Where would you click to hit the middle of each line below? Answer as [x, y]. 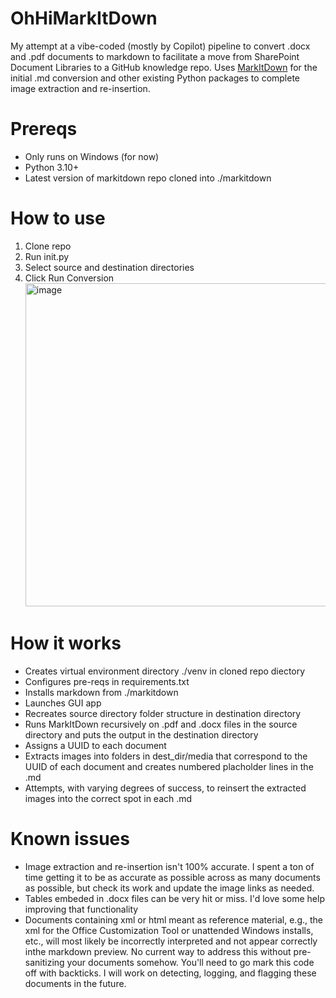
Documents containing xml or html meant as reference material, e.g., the [174, 919]
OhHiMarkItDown [84, 18]
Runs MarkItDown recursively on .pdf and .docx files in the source [161, 724]
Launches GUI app [63, 703]
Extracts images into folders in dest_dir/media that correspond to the [166, 756]
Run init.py [47, 256]
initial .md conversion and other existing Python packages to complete [155, 78]
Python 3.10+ [52, 167]
